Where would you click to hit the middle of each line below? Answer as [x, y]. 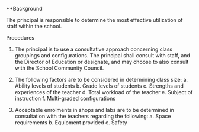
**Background [24, 9]
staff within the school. [34, 26]
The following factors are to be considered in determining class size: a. [101, 80]
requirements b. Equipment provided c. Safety [71, 123]
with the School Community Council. [59, 68]
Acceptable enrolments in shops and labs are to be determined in [94, 110]
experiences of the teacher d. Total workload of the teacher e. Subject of [104, 92]
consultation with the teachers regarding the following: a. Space [93, 116]
